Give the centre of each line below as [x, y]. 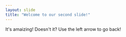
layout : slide [20, 10]
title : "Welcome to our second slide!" [48, 15]
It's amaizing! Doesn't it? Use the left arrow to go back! [63, 29]
